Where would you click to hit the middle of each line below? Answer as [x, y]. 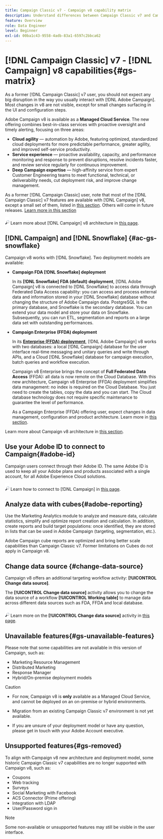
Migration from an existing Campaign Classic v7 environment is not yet [83, 711]
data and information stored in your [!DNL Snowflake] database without [83, 297]
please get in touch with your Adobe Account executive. [68, 731]
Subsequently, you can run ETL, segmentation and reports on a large [81, 317]
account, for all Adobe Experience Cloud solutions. [56, 476]
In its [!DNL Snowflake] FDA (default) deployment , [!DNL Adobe [77, 281]
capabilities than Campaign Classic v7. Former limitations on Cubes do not [79, 546]
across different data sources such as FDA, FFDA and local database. [74, 603]
